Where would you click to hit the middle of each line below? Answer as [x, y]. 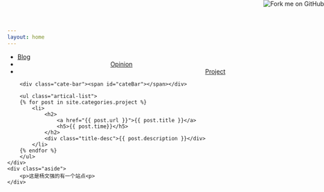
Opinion [121, 64]
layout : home [26, 37]
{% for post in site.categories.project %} [83, 102]
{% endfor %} [38, 151]
